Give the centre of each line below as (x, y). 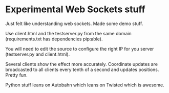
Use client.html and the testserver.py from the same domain (68, 33)
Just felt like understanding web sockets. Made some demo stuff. (74, 24)
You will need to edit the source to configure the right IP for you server (80, 49)
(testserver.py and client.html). (38, 54)
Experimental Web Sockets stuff (75, 9)
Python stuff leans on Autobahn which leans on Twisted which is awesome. (85, 85)
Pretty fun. (17, 75)
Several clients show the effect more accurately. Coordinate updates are (81, 64)
